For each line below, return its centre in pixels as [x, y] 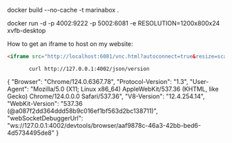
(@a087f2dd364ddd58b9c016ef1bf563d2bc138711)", [83, 111]
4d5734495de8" [31, 133]
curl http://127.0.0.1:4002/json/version [89, 69]
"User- [199, 81]
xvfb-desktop [27, 31]
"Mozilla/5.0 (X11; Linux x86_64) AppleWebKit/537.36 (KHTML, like [124, 89]
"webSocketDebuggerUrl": [45, 118]
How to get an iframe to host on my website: [70, 44]
